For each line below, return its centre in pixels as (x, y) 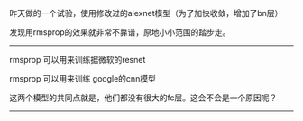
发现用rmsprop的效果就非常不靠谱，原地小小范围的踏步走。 (120, 32)
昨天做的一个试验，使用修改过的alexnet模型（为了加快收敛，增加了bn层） (146, 13)
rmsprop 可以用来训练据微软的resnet (78, 60)
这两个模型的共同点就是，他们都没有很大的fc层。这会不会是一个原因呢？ (143, 98)
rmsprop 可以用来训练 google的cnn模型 (83, 78)
